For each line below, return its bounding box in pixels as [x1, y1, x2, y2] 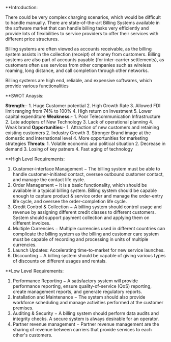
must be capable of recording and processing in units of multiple [12, 236, 149, 242]
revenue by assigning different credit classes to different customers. [12, 209, 156, 215]
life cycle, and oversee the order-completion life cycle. [12, 199, 127, 204]
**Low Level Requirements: [5, 268, 64, 274]
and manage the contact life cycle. [12, 177, 85, 183]
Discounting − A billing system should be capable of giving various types [12, 253, 166, 258]
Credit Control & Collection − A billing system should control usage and [12, 204, 162, 210]
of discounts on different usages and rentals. [12, 258, 107, 264]
